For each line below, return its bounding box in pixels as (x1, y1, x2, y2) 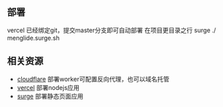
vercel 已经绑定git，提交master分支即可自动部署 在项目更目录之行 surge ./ (7, 26, 216, 34)
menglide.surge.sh (7, 34, 60, 42)
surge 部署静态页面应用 (16, 92, 84, 100)
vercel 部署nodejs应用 (16, 83, 80, 91)
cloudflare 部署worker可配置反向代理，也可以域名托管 (16, 75, 169, 83)
